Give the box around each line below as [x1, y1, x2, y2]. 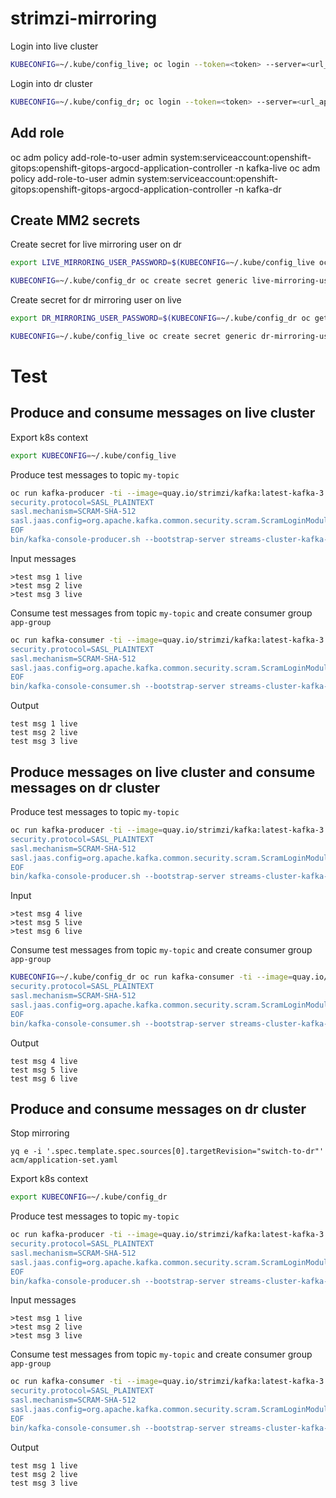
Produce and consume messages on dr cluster [10, 1100, 307, 1117]
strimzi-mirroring [10, 7, 158, 30]
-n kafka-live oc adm [234, 162, 321, 174]
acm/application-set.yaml [10, 1155, 118, 1166]
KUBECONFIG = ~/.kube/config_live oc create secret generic [10, 331, 257, 341]
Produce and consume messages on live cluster [10, 405, 316, 422]
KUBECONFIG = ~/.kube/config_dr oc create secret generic [10, 276, 248, 286]
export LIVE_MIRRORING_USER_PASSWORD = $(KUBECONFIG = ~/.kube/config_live [10, 258, 315, 268]
